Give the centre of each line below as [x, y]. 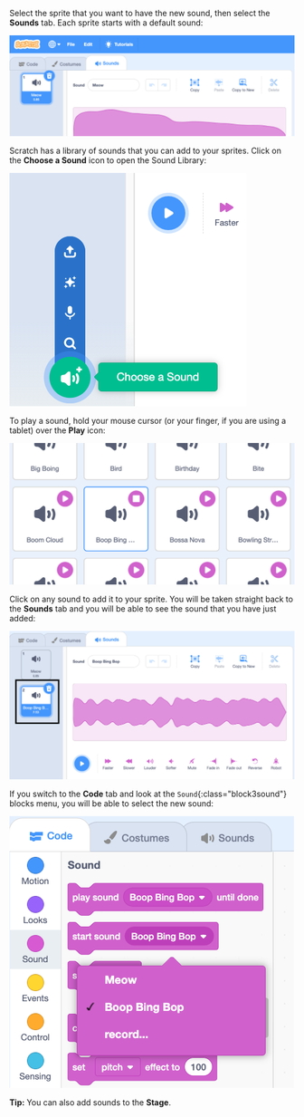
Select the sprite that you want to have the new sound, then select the [140, 13]
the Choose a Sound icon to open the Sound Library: [108, 160]
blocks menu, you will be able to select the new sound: [112, 804]
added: [23, 618]
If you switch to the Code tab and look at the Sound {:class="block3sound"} [148, 794]
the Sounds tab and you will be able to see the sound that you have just [143, 608]
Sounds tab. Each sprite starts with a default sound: [106, 23]
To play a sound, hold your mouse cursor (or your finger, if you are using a [148, 421]
